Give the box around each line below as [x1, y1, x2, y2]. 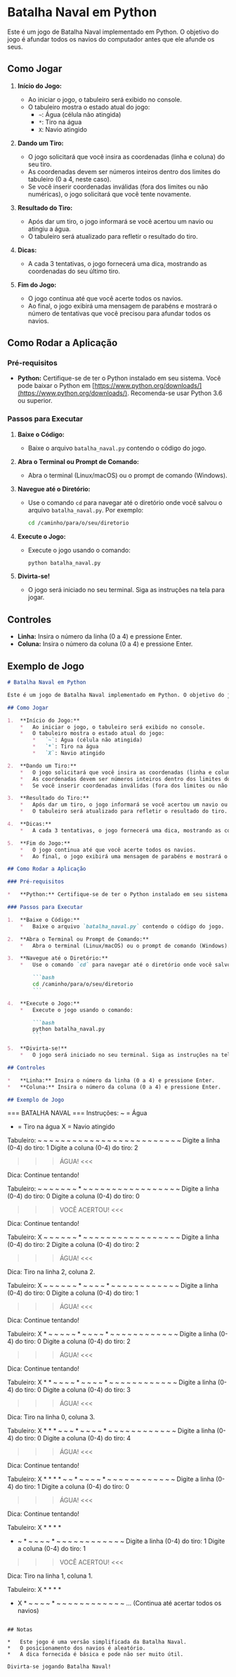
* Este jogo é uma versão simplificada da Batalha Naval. [7, 1638, 188, 1646]
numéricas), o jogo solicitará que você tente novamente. [27, 189, 192, 198]
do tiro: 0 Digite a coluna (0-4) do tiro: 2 [15, 1337, 131, 1345]
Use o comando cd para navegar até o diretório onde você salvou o [27, 498, 223, 507]
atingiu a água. [27, 225, 72, 233]
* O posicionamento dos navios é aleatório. [7, 1645, 146, 1652]
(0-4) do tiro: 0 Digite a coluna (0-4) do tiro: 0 [7, 1192, 140, 1200]
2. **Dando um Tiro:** [7, 762, 77, 770]
